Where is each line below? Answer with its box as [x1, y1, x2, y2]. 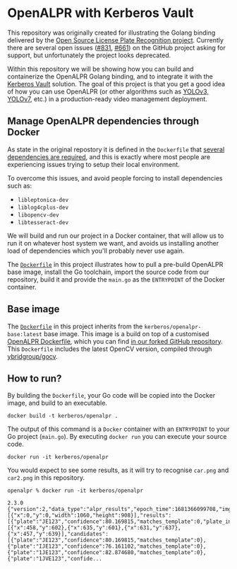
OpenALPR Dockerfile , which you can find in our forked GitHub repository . [7, 337, 224, 345]
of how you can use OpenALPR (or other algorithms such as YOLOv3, [7, 87, 209, 96]
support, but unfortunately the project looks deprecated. [7, 51, 171, 59]
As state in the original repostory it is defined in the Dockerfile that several [7, 145, 225, 154]
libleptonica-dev [17, 196, 69, 203]
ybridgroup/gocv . [7, 352, 58, 360]
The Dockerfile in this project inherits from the [7, 322, 143, 331]
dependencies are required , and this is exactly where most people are [7, 152, 210, 161]
